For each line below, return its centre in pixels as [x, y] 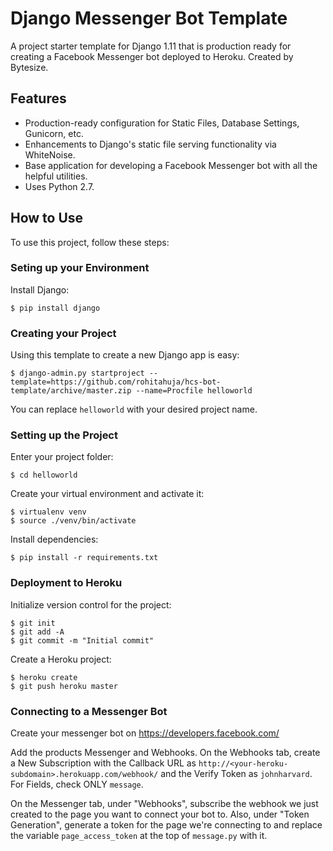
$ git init [33, 623]
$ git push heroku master [64, 686]
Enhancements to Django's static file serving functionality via [150, 144]
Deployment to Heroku [66, 583]
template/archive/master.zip [71, 391]
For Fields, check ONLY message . [77, 784]
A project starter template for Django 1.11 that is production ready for [151, 46]
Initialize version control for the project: [91, 604]
